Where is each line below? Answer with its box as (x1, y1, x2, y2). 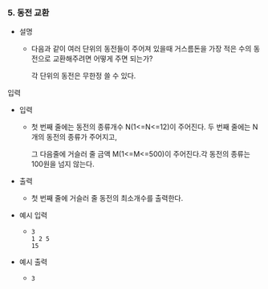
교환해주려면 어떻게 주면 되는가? (52, 54, 153, 63)
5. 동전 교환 (7, 6, 50, 18)
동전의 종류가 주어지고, (46, 132, 117, 142)
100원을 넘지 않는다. (30, 159, 95, 169)
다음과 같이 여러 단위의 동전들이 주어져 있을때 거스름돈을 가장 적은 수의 (30, 44, 252, 54)
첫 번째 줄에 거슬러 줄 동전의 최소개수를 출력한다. (30, 193, 184, 203)
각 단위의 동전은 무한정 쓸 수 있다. (30, 71, 136, 81)
